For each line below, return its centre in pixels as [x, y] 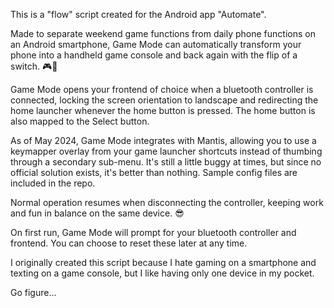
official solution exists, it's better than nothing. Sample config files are [154, 172]
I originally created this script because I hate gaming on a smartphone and [163, 262]
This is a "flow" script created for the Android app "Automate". [138, 14]
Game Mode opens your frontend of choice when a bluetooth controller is [162, 89]
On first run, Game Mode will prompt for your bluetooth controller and [153, 232]
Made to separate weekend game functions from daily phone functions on [163, 33]
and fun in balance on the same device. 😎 [97, 213]
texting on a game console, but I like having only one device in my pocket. [162, 273]
